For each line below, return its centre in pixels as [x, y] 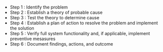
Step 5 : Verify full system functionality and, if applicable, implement [80, 33]
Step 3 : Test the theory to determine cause [55, 18]
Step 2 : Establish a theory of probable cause [56, 12]
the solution [22, 28]
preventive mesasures [33, 39]
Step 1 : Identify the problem [39, 7]
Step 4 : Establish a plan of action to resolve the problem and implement [84, 23]
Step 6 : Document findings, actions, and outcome [61, 44]
